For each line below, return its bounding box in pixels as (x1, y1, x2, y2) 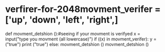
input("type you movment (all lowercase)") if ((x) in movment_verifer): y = (5, 36, 157, 42)
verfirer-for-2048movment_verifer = (5, 3, 161, 15)
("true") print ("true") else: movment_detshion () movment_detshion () (5, 41, 149, 47)
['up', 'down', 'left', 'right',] (5, 14, 118, 25)
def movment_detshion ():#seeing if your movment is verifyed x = (5, 30, 140, 36)
